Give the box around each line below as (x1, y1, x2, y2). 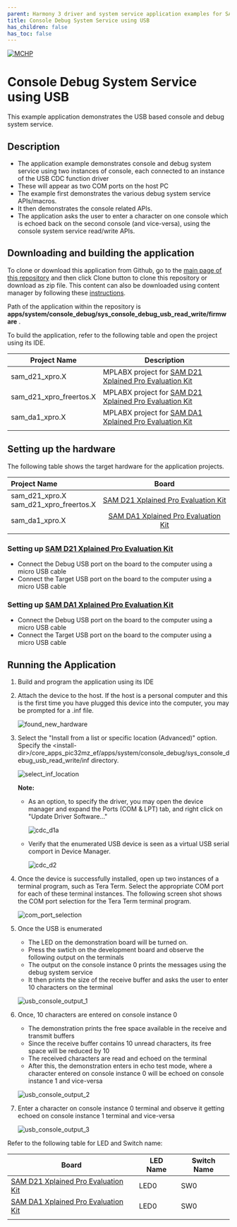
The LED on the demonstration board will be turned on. (28, 938, 188, 947)
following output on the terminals (28, 953, 125, 961)
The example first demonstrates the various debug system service (17, 189, 211, 198)
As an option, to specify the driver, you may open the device (28, 798, 204, 806)
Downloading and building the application (7, 247, 195, 259)
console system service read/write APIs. (17, 227, 135, 235)
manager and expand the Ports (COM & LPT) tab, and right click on (28, 805, 224, 813)
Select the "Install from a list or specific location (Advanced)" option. (17, 734, 217, 742)
